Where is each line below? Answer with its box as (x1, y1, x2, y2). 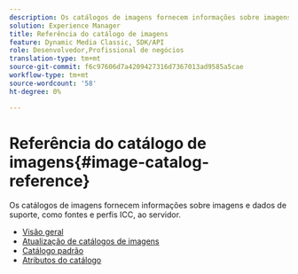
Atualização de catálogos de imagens (21, 236, 160, 247)
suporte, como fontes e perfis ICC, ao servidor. (9, 209, 182, 220)
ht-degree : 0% (9, 87, 62, 96)
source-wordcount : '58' (9, 79, 98, 88)
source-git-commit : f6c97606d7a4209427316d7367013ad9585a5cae (9, 63, 244, 72)
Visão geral (21, 227, 64, 238)
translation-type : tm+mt (9, 54, 101, 63)
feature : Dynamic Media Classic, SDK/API (9, 37, 165, 47)
